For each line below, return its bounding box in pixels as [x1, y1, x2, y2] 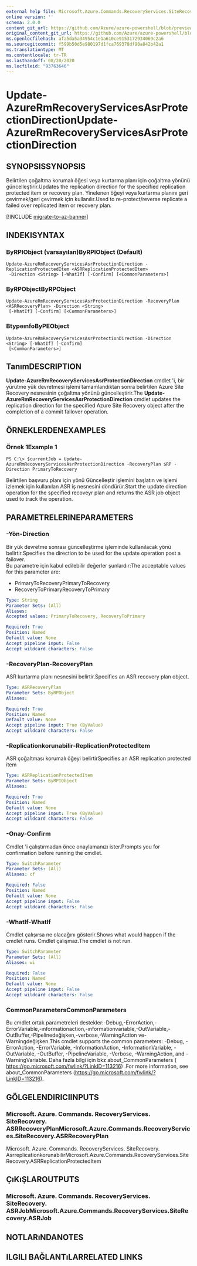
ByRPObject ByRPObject [6, 285, 76, 293]
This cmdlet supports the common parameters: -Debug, [49, 1038, 185, 1045]
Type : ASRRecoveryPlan [6, 684, 62, 691]
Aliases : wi [6, 959, 35, 965]
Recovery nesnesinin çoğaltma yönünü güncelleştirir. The [6, 389, 143, 396]
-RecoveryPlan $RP [127, 461, 172, 467]
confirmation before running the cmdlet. [6, 849, 103, 856]
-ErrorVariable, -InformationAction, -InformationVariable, [36, 1044, 173, 1051]
